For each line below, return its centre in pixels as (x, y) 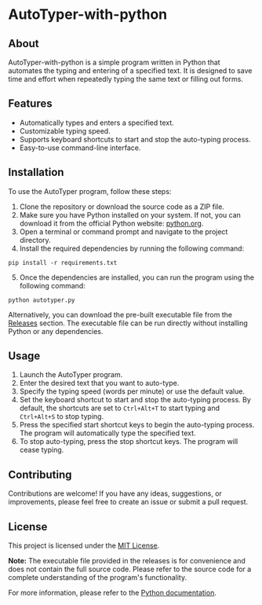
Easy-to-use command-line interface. (80, 148)
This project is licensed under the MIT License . (84, 546)
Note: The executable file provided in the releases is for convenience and (127, 561)
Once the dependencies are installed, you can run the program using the (137, 277)
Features (30, 104)
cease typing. (42, 450)
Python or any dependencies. (56, 331)
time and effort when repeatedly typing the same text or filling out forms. (126, 79)
